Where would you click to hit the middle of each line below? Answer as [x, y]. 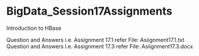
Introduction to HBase [34, 28]
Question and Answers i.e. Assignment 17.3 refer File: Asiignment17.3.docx [100, 46]
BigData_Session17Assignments [89, 11]
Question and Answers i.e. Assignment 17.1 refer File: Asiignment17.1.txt [96, 40]
